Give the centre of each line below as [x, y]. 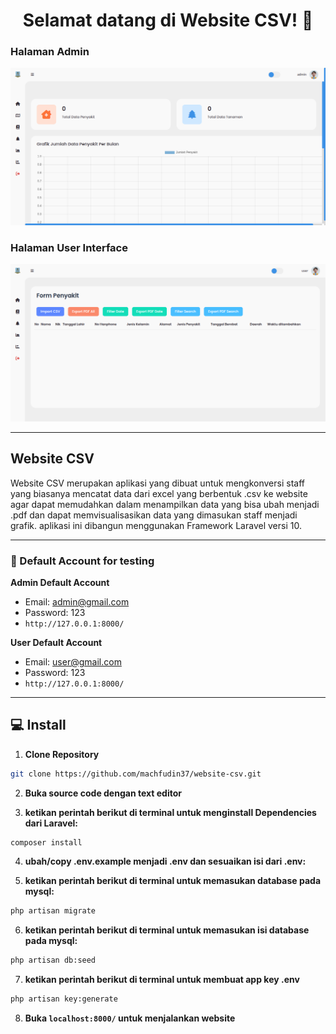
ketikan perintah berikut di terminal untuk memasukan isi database [167, 930]
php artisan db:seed [53, 960]
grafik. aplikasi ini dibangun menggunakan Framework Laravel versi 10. [156, 525]
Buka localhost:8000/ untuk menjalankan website [130, 1018]
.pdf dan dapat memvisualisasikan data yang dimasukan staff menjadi [154, 515]
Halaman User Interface [69, 247]
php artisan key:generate [64, 999]
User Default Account [56, 642]
